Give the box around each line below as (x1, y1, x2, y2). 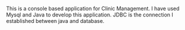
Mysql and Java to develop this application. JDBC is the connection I (6, 11, 173, 18)
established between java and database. (6, 18, 105, 24)
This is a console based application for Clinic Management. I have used (6, 5, 180, 12)
